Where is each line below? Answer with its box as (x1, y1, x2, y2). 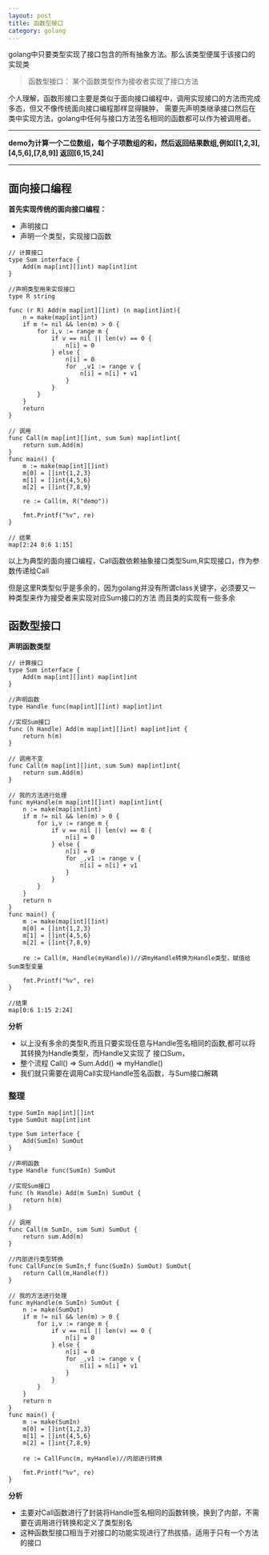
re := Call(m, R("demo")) (22, 498, 110, 506)
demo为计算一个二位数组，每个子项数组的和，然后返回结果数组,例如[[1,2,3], (8, 138, 260, 148)
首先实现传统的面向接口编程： (8, 204, 106, 214)
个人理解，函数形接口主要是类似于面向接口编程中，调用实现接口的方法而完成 (8, 94, 261, 103)
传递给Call (14, 566, 50, 576)
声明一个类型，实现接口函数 (19, 232, 112, 241)
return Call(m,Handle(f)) (22, 1270, 110, 1278)
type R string (8, 293, 56, 301)
